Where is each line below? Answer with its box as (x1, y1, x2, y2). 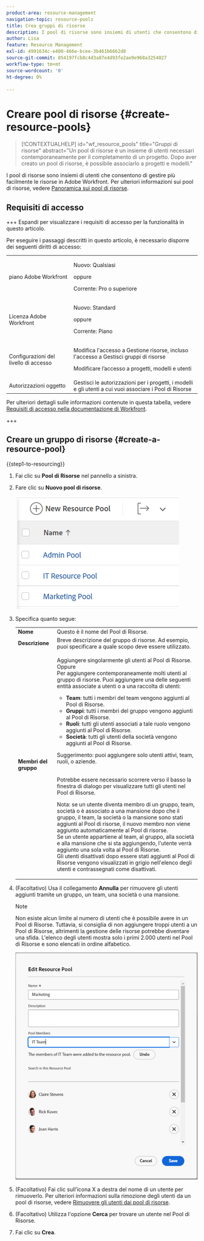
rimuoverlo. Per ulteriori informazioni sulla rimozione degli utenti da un (15, 1192, 191, 1200)
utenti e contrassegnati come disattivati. (56, 865, 157, 873)
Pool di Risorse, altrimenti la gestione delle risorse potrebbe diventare (15, 927, 189, 934)
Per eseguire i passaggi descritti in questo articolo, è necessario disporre (6, 237, 189, 243)
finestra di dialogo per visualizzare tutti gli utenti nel (56, 783, 186, 790)
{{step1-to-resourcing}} (6, 460, 65, 467)
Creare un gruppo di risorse (6, 435, 114, 445)
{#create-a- (114, 435, 161, 445)
